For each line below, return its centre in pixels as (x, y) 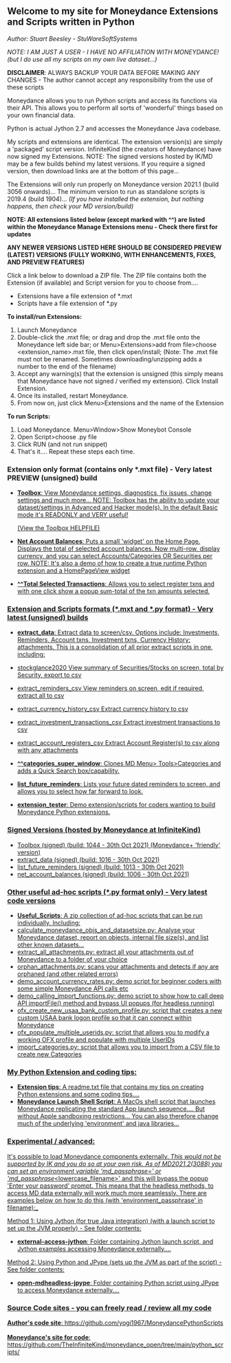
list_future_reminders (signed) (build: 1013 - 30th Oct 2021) (100, 867)
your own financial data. (41, 115)
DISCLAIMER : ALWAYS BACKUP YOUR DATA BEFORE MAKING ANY (104, 72)
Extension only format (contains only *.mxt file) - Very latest (110, 469)
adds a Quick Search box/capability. (68, 771)
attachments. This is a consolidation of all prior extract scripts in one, (115, 647)
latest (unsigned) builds (48, 618)
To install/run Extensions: (45, 316)
